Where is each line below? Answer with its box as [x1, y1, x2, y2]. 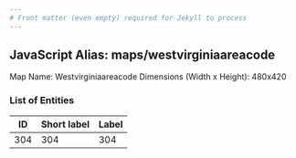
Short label [40, 118, 90, 131]
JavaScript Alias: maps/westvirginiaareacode [9, 47, 276, 63]
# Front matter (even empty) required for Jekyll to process [9, 13, 248, 23]
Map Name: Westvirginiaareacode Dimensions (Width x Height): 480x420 [9, 71, 287, 82]
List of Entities [9, 94, 75, 107]
